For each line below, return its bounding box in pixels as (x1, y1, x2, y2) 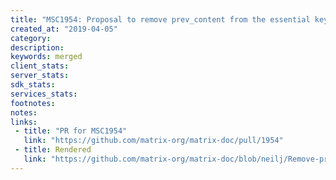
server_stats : (10, 71, 70, 81)
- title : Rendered (14, 145, 92, 155)
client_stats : (10, 61, 70, 71)
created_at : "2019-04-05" (10, 24, 118, 34)
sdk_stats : (10, 80, 56, 90)
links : (10, 117, 38, 127)
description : (10, 42, 65, 53)
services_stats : (10, 89, 78, 99)
